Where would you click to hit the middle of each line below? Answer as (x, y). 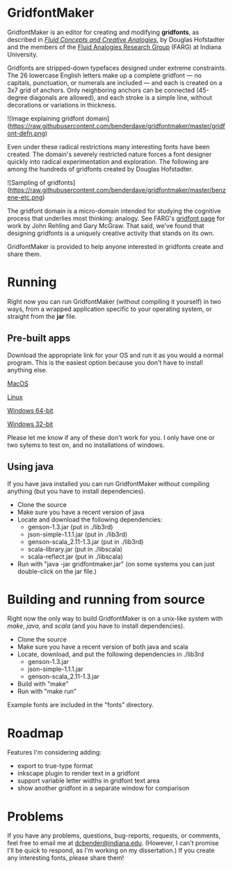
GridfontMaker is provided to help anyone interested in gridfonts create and (115, 246)
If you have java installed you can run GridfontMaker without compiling (109, 483)
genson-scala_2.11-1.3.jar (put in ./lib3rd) (86, 541)
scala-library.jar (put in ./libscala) (75, 549)
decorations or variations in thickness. (62, 105)
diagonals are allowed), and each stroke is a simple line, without (120, 97)
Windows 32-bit (30, 424)
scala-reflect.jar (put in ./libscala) (75, 557)
